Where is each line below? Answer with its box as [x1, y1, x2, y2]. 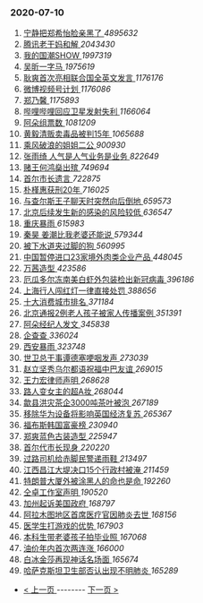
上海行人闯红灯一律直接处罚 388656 [22, 285, 157, 297]
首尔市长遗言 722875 [22, 173, 101, 185]
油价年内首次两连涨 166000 [22, 543, 124, 554]
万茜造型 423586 [22, 263, 87, 274]
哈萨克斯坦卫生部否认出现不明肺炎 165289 [22, 565, 179, 576]
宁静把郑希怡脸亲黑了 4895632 [22, 28, 139, 39]
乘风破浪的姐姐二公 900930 [22, 140, 126, 151]
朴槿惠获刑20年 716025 [22, 185, 110, 195]
